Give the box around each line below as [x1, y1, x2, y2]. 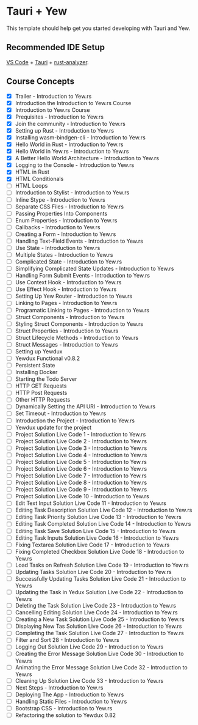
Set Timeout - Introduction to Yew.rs [15, 410, 107, 417]
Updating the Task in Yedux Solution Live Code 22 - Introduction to [15, 588, 184, 595]
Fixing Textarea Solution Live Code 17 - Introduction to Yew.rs [15, 541, 170, 548]
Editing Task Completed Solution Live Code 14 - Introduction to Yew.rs [15, 520, 191, 528]
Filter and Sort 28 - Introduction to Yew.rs [15, 636, 120, 644]
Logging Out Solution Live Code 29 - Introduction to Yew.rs [15, 643, 164, 650]
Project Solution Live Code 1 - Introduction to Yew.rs [15, 430, 146, 438]
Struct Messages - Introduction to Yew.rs [15, 340, 119, 348]
